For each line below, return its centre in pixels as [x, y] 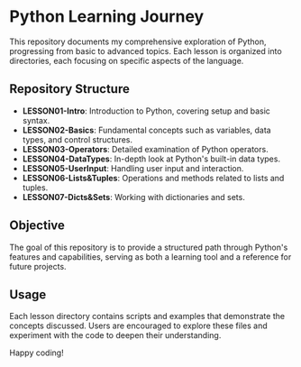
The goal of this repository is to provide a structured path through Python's [149, 247]
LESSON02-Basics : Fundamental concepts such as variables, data [147, 130]
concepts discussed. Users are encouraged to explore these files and [138, 326]
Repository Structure [70, 89]
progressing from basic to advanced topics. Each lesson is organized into [146, 50]
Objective [37, 226]
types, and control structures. [78, 139]
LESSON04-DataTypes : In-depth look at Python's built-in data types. [151, 159]
